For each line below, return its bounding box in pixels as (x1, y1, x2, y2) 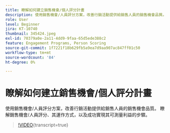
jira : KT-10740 (5, 26, 38, 32)
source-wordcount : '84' (5, 55, 56, 60)
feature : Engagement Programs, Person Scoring (5, 41, 106, 46)
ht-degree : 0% (5, 60, 36, 65)
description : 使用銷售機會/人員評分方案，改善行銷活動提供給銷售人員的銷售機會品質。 (5, 12, 167, 17)
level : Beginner (5, 21, 40, 27)
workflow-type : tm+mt (5, 50, 52, 55)
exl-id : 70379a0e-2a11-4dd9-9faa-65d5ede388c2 (5, 36, 106, 41)
